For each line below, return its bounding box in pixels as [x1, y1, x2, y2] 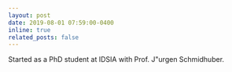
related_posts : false [8, 33, 79, 41]
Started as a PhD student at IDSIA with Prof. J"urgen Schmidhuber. [8, 55, 225, 64]
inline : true [8, 26, 51, 34]
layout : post [8, 11, 51, 20]
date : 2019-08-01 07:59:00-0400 [8, 19, 114, 27]
